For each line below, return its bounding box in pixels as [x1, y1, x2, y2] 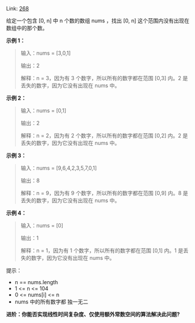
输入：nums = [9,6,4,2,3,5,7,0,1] [20, 164, 97, 172]
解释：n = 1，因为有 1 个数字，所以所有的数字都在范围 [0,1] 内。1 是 [20, 247, 184, 254]
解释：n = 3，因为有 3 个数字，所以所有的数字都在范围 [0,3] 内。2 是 [20, 75, 188, 81]
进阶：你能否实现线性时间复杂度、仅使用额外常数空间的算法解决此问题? [6, 311, 180, 318]
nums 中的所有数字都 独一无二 [14, 298, 89, 305]
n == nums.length [14, 279, 58, 285]
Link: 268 [6, 5, 30, 12]
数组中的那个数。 [6, 25, 48, 31]
